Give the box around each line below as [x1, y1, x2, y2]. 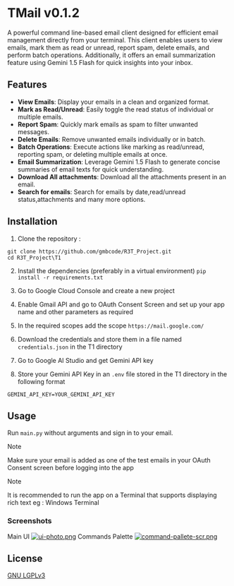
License [7, 553, 43, 565]
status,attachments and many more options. [17, 195, 146, 203]
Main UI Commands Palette [7, 532, 133, 541]
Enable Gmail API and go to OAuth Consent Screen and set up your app [17, 300, 226, 309]
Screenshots [7, 516, 52, 526]
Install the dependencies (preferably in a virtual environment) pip [17, 266, 207, 275]
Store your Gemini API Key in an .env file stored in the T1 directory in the [17, 369, 228, 378]
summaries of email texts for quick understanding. [17, 165, 164, 174]
